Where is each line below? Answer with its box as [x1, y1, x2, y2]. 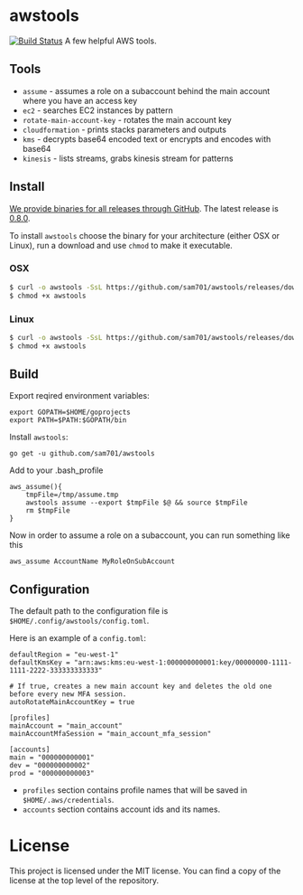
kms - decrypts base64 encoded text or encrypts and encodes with [22, 133, 271, 145]
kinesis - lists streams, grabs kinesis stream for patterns [22, 153, 234, 164]
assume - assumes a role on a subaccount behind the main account [22, 85, 271, 96]
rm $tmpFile [25, 506, 70, 515]
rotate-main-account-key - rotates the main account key [22, 114, 232, 125]
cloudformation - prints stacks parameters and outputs [22, 124, 227, 135]
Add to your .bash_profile [9, 465, 104, 476]
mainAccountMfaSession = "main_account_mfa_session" [9, 730, 212, 739]
